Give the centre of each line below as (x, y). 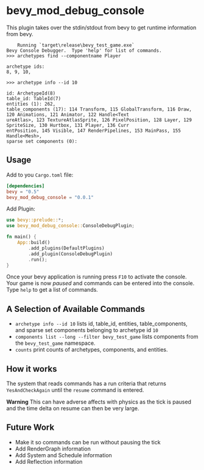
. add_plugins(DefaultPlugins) (66, 248)
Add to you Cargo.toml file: (40, 175)
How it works (32, 369)
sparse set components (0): (42, 141)
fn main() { (21, 237)
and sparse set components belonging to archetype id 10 (86, 330)
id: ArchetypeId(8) (31, 93)
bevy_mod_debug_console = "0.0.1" (50, 197)
